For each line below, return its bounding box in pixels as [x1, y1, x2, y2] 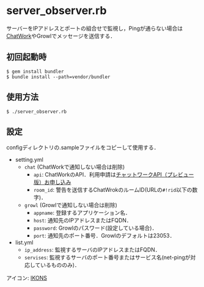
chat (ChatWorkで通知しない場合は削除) [24, 163, 125, 171]
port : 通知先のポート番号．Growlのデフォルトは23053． [33, 232, 175, 239]
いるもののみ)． [40, 261, 81, 269]
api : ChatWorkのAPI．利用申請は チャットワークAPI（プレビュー [33, 171, 194, 178]
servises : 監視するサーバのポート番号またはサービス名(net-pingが [24, 254, 191, 261]
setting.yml [15, 156, 44, 164]
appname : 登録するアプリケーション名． [33, 209, 131, 217]
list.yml [15, 239, 34, 246]
